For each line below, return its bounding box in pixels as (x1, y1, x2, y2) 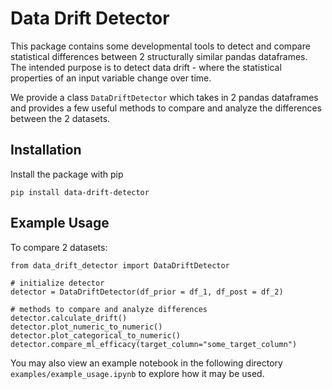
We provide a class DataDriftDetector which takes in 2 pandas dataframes (10, 91, 319, 103)
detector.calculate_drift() (10, 313, 128, 323)
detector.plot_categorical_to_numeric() (10, 330, 182, 341)
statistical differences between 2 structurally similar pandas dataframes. (10, 50, 308, 62)
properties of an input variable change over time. (10, 72, 212, 84)
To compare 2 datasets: (10, 241, 108, 253)
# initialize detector (10, 278, 105, 288)
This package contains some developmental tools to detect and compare (10, 40, 311, 52)
